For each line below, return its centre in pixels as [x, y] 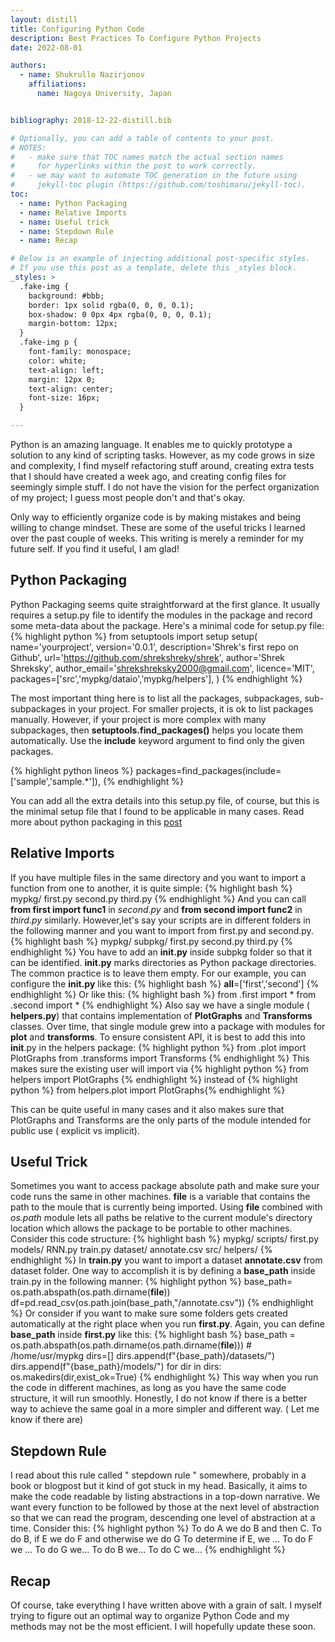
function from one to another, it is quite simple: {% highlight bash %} [151, 888]
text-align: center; [71, 389]
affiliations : [57, 84]
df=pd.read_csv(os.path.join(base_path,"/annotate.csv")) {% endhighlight [162, 1303]
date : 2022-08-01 [46, 47]
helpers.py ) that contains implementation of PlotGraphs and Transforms [161, 1015]
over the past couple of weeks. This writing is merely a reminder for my [157, 538]
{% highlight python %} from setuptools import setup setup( [134, 636]
